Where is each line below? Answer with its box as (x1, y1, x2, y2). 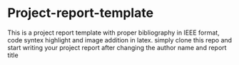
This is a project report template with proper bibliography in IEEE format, (7, 28, 220, 37)
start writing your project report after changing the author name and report (7, 43, 227, 52)
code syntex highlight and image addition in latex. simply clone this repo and (7, 35, 233, 44)
